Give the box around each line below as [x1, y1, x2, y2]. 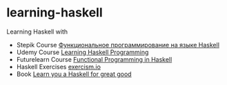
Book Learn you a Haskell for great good [16, 70, 132, 78]
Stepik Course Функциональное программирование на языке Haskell [16, 40, 220, 49]
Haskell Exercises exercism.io [16, 62, 101, 71]
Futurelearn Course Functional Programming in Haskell [16, 55, 172, 63]
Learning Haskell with [6, 27, 68, 36]
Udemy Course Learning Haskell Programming [16, 48, 149, 56]
